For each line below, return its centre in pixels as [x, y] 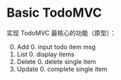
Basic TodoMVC [55, 13]
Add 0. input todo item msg [56, 47]
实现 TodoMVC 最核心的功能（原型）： [62, 33]
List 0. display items [45, 54]
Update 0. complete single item [62, 69]
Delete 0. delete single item [56, 61]
